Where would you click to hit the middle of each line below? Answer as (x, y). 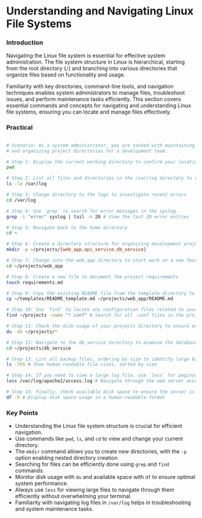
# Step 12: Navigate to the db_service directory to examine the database (102, 343)
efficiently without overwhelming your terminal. (73, 496)
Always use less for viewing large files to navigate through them (94, 490)
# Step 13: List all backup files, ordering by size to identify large (98, 359)
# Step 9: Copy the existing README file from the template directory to (101, 293)
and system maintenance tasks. (54, 509)
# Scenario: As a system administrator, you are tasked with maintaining (101, 145)
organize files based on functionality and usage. (66, 75)
